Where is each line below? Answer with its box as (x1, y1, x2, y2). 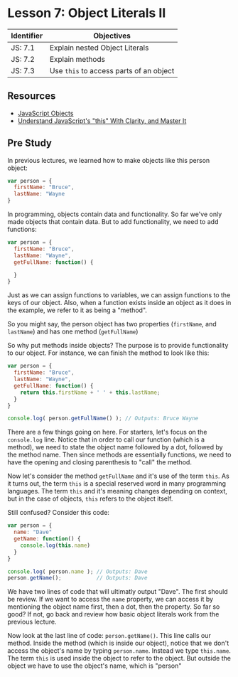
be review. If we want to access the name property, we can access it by (7, 595, 214, 604)
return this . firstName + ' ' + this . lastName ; (20, 389, 161, 396)
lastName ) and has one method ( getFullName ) (7, 327, 139, 336)
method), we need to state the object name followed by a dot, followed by (7, 443, 223, 452)
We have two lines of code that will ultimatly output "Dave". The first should (7, 587, 229, 596)
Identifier (11, 31, 43, 41)
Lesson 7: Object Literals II (7, 5, 166, 21)
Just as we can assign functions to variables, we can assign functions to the (7, 291, 231, 299)
